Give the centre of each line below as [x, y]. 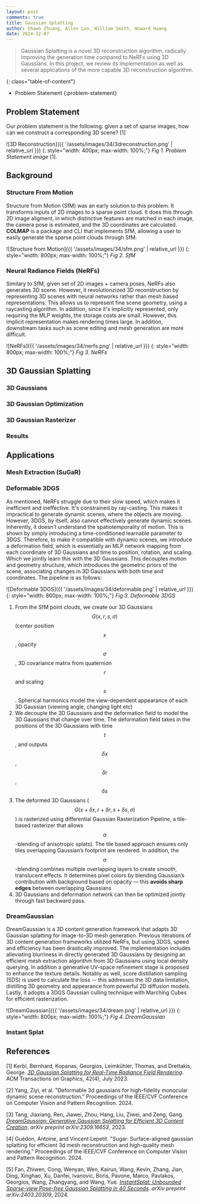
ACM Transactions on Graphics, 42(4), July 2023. [67, 1079]
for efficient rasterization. [37, 999]
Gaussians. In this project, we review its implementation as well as [102, 64]
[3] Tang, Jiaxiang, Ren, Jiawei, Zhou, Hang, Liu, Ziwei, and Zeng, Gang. [95, 1114]
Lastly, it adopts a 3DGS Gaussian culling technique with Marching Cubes [96, 992]
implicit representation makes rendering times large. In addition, [84, 321]
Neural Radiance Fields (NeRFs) [53, 270]
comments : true [25, 17]
